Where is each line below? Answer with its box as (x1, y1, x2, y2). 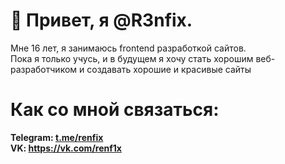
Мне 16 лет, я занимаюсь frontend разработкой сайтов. (10, 42, 247, 54)
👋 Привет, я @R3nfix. (10, 9, 193, 32)
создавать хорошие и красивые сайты (86, 63, 252, 75)
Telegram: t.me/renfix (10, 131, 104, 143)
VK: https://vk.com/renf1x (10, 142, 122, 154)
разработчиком (10, 63, 78, 75)
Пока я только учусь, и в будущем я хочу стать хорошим (10, 52, 254, 64)
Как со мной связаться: (10, 99, 220, 121)
